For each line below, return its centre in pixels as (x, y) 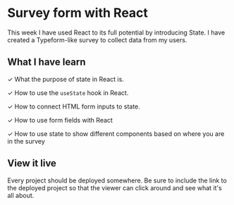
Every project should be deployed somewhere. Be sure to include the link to (117, 180)
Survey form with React (78, 13)
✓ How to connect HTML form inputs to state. (74, 106)
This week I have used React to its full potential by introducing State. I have (116, 32)
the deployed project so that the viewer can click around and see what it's (115, 187)
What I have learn (47, 62)
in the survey (26, 141)
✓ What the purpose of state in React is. (66, 79)
